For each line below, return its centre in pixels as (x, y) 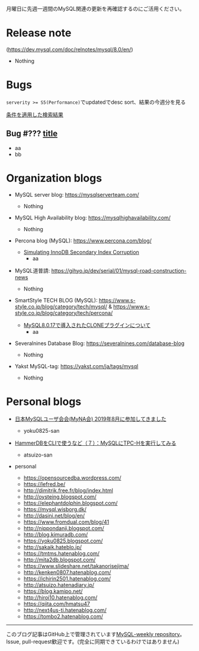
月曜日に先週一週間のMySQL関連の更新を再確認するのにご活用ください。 (95, 9)
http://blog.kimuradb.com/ (56, 534)
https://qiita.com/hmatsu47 (57, 604)
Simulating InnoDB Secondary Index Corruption (81, 252)
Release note (39, 33)
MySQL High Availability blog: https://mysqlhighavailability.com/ (92, 218)
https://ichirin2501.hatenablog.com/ (67, 578)
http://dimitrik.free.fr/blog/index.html (68, 490)
